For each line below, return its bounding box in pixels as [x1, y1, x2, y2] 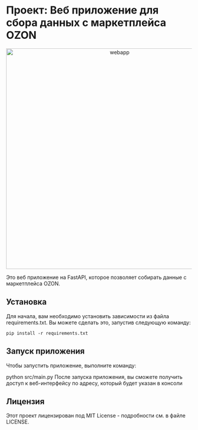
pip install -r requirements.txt [6, 330, 88, 336]
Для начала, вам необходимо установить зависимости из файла [6, 312, 170, 319]
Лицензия [6, 396, 45, 406]
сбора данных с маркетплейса [6, 16, 167, 29]
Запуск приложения [6, 346, 85, 356]
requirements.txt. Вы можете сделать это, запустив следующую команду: [6, 319, 191, 326]
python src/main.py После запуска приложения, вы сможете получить [6, 373, 183, 380]
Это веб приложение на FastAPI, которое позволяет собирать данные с [6, 274, 187, 281]
